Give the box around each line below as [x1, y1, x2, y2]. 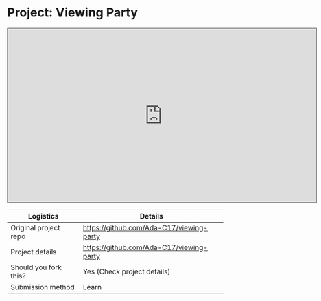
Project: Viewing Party [7, 5, 139, 21]
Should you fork [10, 263, 62, 272]
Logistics [27, 211, 59, 221]
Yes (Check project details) [82, 267, 171, 276]
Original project [10, 223, 60, 232]
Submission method [10, 282, 75, 291]
